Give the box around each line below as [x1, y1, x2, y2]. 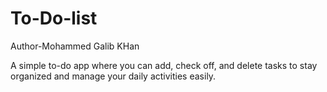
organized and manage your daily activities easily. [10, 70, 217, 82]
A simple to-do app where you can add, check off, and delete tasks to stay [10, 59, 318, 71]
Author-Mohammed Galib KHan [10, 40, 140, 52]
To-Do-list [10, 7, 98, 30]
